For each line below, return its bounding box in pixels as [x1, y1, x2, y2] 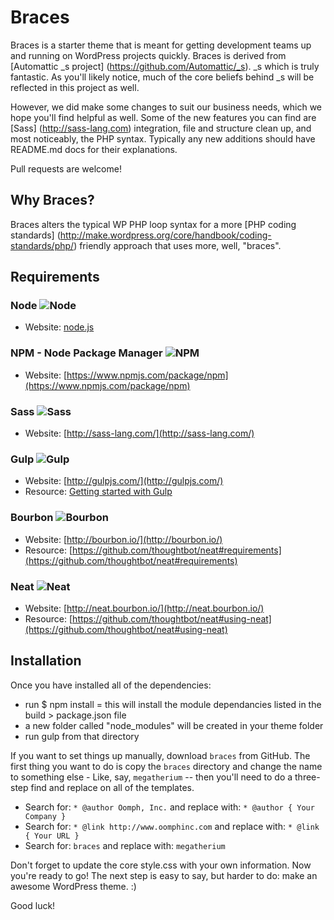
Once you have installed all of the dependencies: [10, 679, 212, 691]
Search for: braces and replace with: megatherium [24, 839, 226, 851]
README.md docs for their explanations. [10, 143, 178, 155]
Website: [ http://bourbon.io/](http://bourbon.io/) [24, 533, 223, 545]
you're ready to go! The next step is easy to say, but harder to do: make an [10, 869, 318, 881]
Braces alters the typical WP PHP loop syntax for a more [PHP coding [10, 218, 297, 230]
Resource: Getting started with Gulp [24, 486, 173, 498]
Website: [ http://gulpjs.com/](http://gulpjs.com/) [24, 475, 224, 487]
